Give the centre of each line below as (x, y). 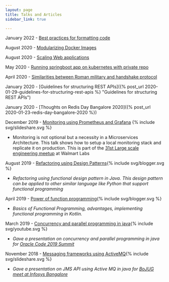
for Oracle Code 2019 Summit (43, 244)
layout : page (19, 10)
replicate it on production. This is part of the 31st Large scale (76, 148)
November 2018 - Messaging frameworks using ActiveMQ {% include (77, 254)
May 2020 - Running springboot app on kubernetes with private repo (77, 67)
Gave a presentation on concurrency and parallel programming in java (86, 239)
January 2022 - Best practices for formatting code (58, 38)
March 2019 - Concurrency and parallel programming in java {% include (79, 224)
